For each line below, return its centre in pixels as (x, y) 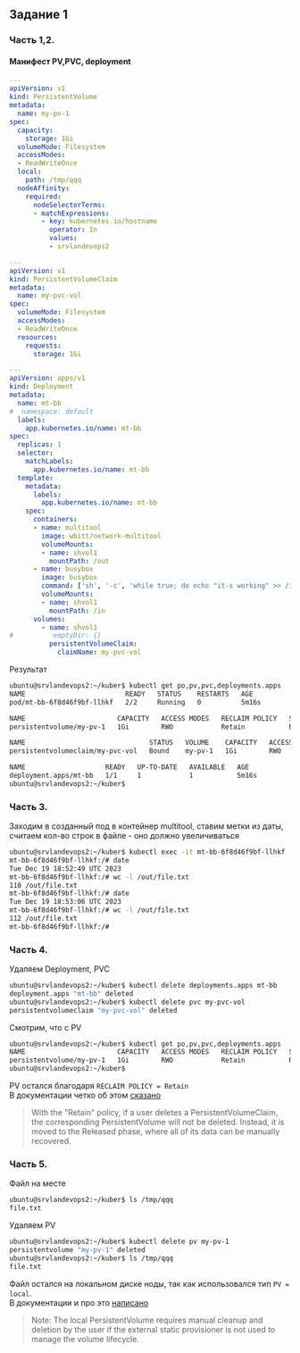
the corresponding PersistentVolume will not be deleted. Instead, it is (158, 1122)
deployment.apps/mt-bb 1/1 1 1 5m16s (133, 776)
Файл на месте (38, 1183)
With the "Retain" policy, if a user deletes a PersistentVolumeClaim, (154, 1113)
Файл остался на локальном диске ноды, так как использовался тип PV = (150, 1283)
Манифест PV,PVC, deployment (70, 61)
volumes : (49, 619)
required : (44, 196)
